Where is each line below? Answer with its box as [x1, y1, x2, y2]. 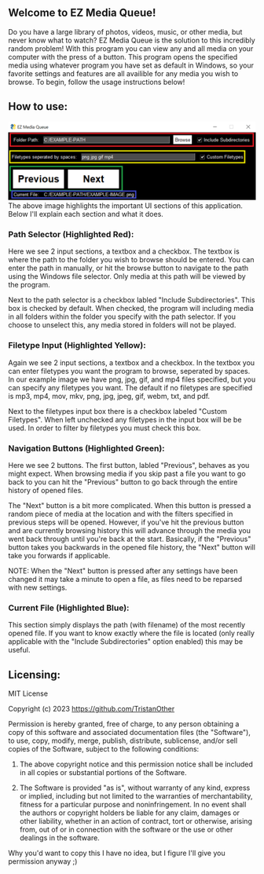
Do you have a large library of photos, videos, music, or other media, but [8, 27, 243, 36]
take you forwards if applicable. [8, 550, 111, 560]
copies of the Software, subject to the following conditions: [8, 744, 200, 754]
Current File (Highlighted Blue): [8, 602, 130, 613]
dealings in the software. [19, 833, 100, 843]
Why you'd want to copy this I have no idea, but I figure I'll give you [8, 848, 225, 858]
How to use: [8, 100, 68, 113]
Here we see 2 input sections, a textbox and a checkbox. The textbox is [8, 247, 240, 256]
